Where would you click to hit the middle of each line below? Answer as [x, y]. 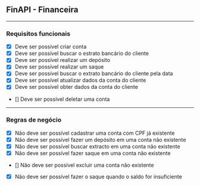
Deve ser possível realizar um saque [59, 67]
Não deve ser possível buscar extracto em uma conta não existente [97, 146]
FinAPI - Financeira [42, 10]
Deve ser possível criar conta [51, 46]
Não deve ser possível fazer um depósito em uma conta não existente [100, 139]
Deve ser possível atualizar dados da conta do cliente [80, 80]
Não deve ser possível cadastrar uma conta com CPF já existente [95, 133]
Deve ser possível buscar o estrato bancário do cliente [82, 54]
